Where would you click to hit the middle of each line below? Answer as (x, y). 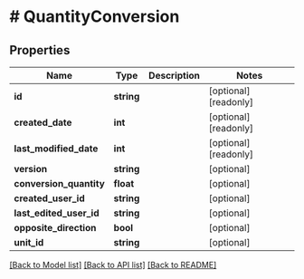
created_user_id (49, 198)
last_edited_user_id (57, 213)
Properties (40, 50)
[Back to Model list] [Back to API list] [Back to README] (113, 265)
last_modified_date (56, 149)
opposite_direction (55, 228)
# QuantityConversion (95, 17)
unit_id (29, 242)
